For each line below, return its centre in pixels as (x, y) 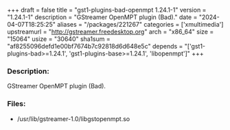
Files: (16, 104)
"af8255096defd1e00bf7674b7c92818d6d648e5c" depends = (95, 46)
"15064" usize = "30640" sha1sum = (59, 39)
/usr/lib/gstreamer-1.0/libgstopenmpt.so (73, 118)
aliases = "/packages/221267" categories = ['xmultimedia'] (140, 24)
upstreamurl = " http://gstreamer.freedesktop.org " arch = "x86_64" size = (111, 31)
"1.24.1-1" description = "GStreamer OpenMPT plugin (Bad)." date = (102, 17)
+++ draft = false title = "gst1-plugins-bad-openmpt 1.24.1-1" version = (107, 10)
